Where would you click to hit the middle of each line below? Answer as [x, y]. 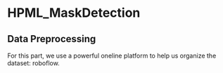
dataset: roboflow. [33, 63]
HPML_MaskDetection [74, 13]
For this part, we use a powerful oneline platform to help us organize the [112, 55]
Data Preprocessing [52, 39]
